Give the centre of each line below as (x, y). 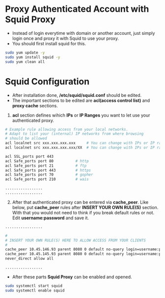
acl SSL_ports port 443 (29, 156)
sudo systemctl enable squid (35, 290)
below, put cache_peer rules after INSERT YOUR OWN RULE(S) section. (85, 207)
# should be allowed (26, 139)
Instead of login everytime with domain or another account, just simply (83, 33)
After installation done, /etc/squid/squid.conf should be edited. (77, 95)
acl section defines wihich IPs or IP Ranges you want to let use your (81, 115)
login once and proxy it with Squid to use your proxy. (66, 38)
